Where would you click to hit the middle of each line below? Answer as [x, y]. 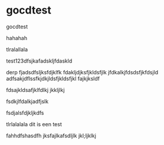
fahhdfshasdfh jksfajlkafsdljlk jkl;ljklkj [51, 136]
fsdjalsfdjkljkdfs [25, 113]
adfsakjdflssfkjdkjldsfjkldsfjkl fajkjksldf [53, 78]
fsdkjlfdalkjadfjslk [27, 101]
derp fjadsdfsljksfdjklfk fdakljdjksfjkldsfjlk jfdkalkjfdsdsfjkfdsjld [82, 72]
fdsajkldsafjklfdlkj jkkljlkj [35, 90]
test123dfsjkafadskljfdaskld [39, 61]
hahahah [17, 38]
